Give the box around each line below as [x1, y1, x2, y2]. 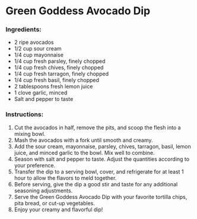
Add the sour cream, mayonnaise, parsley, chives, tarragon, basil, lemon [14, 142, 191, 150]
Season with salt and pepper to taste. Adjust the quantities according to [14, 155, 190, 163]
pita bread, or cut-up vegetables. [14, 199, 96, 207]
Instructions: [5, 110, 44, 119]
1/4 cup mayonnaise [14, 52, 63, 59]
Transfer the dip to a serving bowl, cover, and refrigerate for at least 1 [14, 168, 184, 175]
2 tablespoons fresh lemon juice [14, 83, 93, 90]
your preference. [14, 161, 56, 169]
